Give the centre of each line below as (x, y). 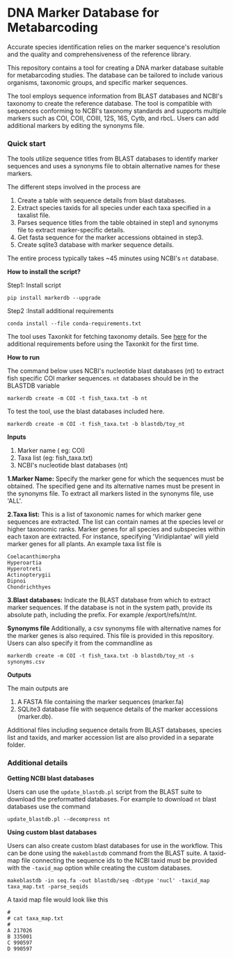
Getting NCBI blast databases (51, 778)
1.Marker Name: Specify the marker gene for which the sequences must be (116, 479)
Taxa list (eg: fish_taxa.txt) (55, 458)
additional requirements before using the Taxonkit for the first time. (103, 344)
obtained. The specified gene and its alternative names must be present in (114, 486)
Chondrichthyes (29, 587)
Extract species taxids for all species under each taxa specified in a (114, 208)
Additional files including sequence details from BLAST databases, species (114, 730)
